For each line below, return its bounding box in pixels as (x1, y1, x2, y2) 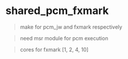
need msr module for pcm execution (19, 34, 109, 41)
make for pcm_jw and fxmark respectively (19, 23, 123, 30)
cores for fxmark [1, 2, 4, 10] (19, 46, 89, 53)
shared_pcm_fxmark (5, 4, 109, 18)
